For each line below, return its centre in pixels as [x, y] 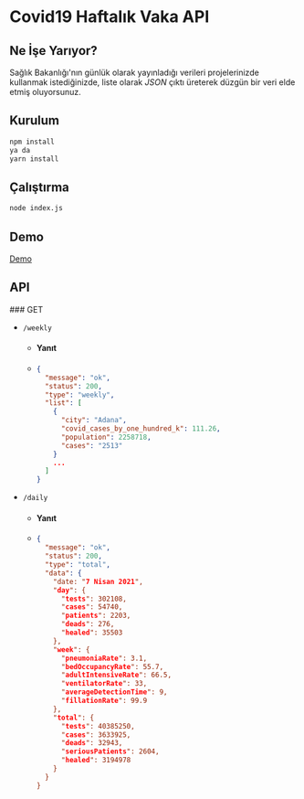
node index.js [37, 208]
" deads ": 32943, [92, 743]
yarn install [34, 159]
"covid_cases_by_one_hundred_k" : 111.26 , [141, 429]
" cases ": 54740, [92, 607]
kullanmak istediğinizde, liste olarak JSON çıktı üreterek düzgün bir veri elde [152, 82]
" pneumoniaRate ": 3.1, [104, 658]
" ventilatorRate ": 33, [104, 684]
